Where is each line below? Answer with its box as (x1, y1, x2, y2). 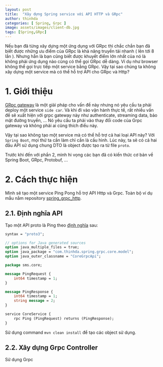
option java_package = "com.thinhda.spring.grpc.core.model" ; (5, 249, 134, 254)
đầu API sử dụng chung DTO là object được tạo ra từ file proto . (5, 142, 130, 148)
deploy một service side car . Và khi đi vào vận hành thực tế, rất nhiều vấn (5, 107, 154, 113)
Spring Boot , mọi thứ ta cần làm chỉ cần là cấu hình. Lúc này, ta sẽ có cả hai (5, 137, 157, 143)
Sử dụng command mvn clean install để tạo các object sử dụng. (5, 329, 136, 335)
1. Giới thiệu (5, 86, 53, 97)
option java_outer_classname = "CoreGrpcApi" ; (5, 254, 101, 259)
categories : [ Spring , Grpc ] (5, 20, 67, 26)
